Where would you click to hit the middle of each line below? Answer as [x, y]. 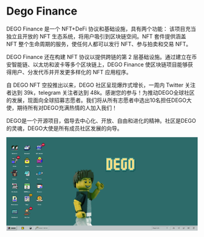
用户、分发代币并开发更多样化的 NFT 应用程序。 [71, 72]
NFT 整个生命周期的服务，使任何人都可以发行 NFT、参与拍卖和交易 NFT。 [99, 44]
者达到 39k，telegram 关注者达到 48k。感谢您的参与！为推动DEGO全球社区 [101, 92]
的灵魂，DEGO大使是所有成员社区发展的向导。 [64, 128]
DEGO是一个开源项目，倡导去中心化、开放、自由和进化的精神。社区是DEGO [101, 120]
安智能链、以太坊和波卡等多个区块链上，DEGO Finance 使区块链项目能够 [97, 64]
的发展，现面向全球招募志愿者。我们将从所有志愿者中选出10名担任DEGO [97, 100]
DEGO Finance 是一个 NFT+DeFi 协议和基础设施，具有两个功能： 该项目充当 [101, 29]
